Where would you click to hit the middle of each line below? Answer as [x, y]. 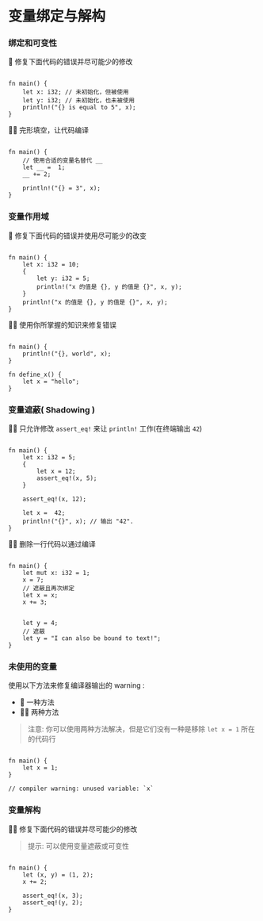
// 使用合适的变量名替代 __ [63, 161]
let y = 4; [40, 624]
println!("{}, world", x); [67, 354]
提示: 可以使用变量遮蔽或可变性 [78, 846]
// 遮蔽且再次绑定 [49, 589]
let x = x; [40, 596]
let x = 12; [57, 472]
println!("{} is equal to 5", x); [79, 108]
